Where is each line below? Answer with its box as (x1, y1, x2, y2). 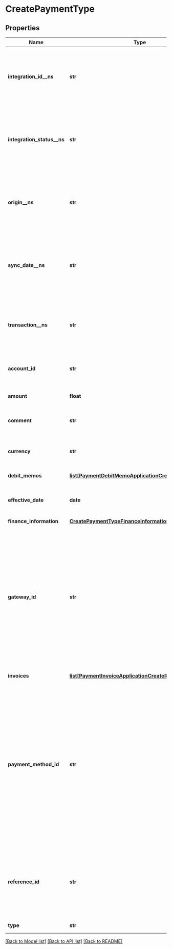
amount (8, 393, 27, 399)
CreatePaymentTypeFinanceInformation (69, 518, 170, 525)
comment (8, 417, 32, 424)
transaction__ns (8, 321, 48, 328)
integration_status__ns (8, 136, 65, 143)
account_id (8, 365, 36, 372)
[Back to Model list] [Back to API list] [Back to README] (5, 938, 123, 944)
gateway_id (8, 593, 36, 601)
